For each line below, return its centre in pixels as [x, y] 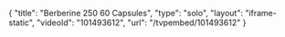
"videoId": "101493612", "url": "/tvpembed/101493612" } [142, 23]
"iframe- [261, 13]
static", [22, 23]
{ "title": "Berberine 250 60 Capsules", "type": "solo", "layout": [126, 13]
